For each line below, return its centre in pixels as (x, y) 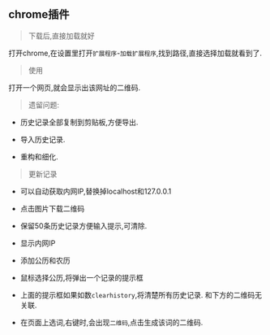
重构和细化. (39, 156)
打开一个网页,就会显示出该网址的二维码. (75, 87)
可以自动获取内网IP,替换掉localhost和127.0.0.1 (96, 191)
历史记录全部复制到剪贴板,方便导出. (79, 122)
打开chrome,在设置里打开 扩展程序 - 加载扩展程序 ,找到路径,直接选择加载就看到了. (135, 53)
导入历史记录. (43, 139)
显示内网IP (38, 243)
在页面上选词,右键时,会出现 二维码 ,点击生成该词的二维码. (111, 322)
